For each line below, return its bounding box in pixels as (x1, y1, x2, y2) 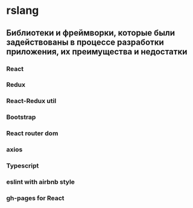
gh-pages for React (6, 194, 65, 202)
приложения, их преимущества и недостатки (6, 46, 188, 57)
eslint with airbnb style (6, 177, 75, 186)
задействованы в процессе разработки (6, 37, 164, 47)
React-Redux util (6, 97, 57, 106)
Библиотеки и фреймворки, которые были (6, 28, 176, 38)
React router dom (6, 129, 59, 137)
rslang (6, 4, 39, 17)
